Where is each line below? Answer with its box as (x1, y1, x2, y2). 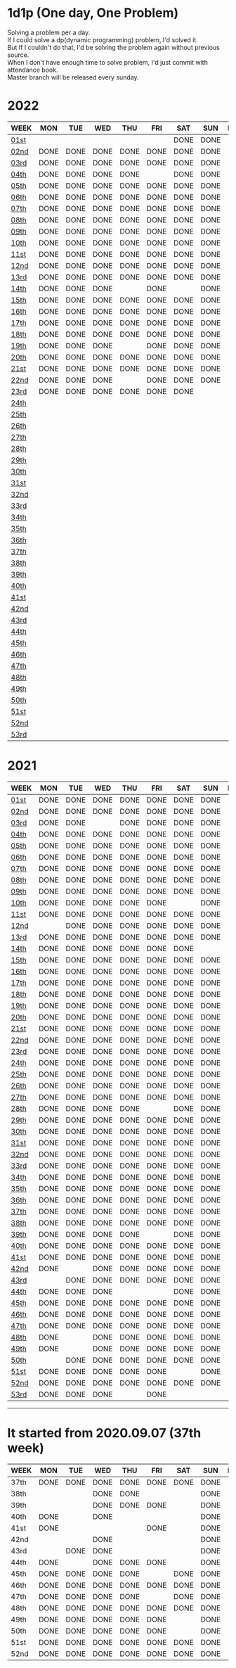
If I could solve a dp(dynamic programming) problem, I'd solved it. (7, 35, 198, 44)
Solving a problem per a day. (7, 28, 91, 37)
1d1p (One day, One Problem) (7, 5, 179, 21)
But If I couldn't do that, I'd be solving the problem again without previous (7, 43, 220, 51)
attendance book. (7, 65, 58, 74)
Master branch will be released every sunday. (7, 72, 139, 82)
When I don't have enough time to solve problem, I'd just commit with (7, 58, 209, 66)
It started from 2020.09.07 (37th (7, 1425, 202, 1441)
